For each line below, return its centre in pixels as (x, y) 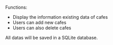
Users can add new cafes (39, 22)
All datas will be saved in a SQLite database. (52, 38)
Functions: (16, 7)
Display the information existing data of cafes (60, 17)
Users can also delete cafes (42, 28)
